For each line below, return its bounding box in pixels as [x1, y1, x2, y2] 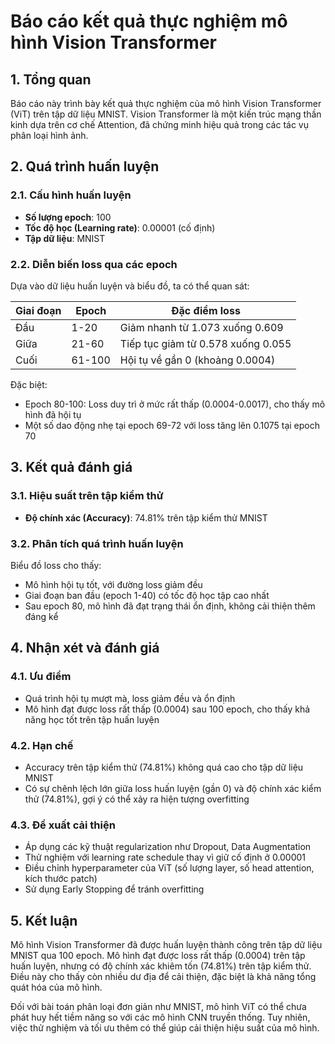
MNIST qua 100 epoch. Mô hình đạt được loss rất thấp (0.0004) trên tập [10, 950, 306, 962]
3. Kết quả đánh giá [10, 459, 133, 476]
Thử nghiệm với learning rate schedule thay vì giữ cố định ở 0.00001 [24, 851, 307, 864]
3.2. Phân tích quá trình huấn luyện [10, 536, 184, 550]
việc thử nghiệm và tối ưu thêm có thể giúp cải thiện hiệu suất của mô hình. [10, 1022, 320, 1034]
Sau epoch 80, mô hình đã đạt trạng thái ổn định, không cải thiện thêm [24, 600, 316, 612]
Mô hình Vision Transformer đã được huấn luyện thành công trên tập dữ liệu [10, 939, 323, 951]
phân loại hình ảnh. [10, 130, 89, 141]
